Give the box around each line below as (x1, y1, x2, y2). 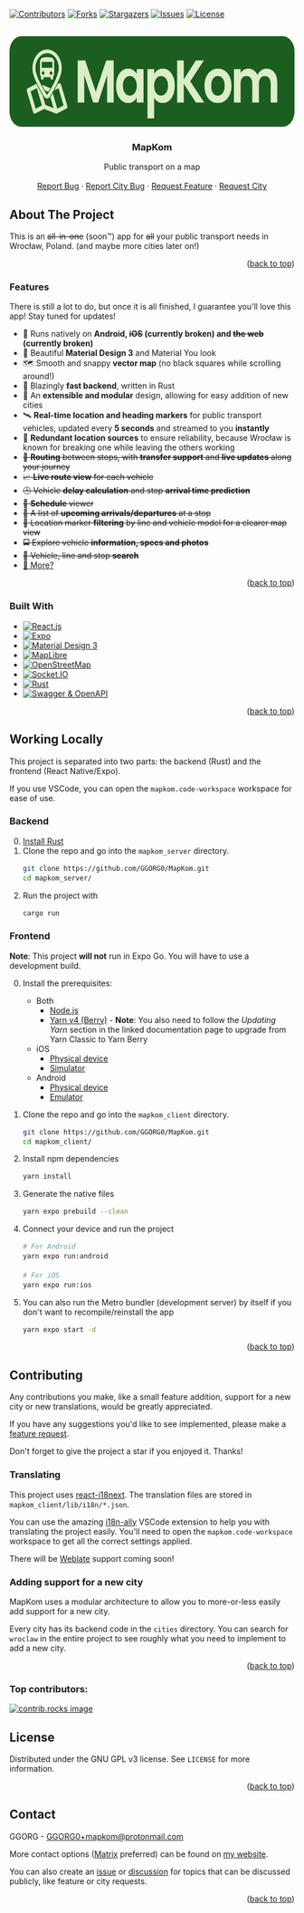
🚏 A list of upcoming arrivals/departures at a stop (22, 508, 212, 519)
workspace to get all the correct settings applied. (9, 1535, 193, 1546)
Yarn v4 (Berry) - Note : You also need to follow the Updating (49, 1014, 276, 1025)
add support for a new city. (9, 1605, 110, 1616)
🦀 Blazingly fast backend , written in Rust (22, 380, 175, 391)
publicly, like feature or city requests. (9, 1875, 147, 1887)
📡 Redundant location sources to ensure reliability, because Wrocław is (22, 433, 291, 444)
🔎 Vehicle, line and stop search (22, 550, 139, 561)
